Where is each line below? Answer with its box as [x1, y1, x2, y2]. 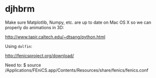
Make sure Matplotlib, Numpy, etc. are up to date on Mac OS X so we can [5, 19, 152, 25]
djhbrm [5, 3, 35, 15]
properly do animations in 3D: [5, 24, 64, 30]
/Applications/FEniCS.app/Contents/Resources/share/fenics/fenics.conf [5, 67, 149, 73]
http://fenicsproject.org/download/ [5, 52, 74, 59]
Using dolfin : [5, 43, 32, 49]
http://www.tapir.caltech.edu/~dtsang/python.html [5, 34, 106, 40]
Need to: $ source [5, 62, 41, 68]
